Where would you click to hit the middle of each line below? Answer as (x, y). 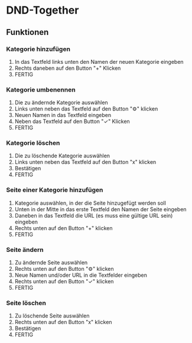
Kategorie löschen (33, 143)
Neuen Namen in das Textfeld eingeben (63, 115)
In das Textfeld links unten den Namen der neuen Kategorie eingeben (99, 62)
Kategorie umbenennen (41, 89)
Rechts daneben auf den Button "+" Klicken (68, 68)
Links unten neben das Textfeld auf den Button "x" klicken (85, 162)
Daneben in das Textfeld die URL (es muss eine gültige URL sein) (94, 215)
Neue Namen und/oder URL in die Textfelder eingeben (81, 275)
